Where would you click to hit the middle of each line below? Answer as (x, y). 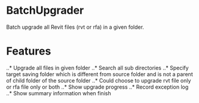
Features (29, 51)
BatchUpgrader (45, 10)
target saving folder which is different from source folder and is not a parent (99, 74)
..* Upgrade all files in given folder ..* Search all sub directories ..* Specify (98, 68)
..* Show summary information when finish (59, 93)
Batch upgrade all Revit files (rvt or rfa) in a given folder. (75, 27)
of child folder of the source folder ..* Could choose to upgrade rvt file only (99, 80)
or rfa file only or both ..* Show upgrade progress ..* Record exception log (97, 87)
